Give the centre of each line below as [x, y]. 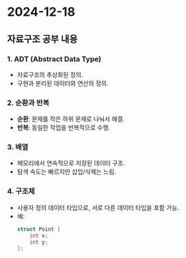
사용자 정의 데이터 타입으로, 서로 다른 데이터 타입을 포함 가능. [98, 207]
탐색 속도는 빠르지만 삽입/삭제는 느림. [66, 172]
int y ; [39, 242]
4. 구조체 [21, 191]
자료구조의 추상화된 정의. [50, 74]
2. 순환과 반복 [28, 102]
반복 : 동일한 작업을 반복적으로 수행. [64, 128]
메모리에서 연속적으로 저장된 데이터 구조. [71, 163]
